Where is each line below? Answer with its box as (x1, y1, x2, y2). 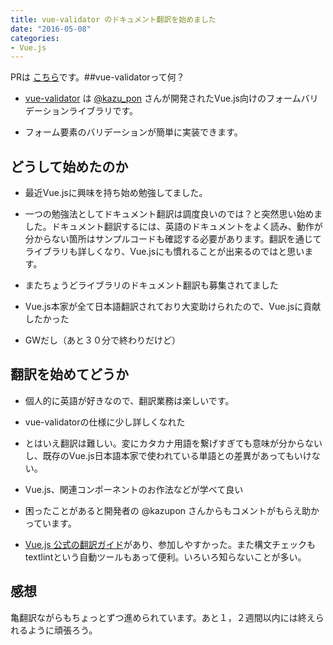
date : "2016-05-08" (10, 24, 92, 34)
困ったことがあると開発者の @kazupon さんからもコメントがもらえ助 (24, 504, 311, 516)
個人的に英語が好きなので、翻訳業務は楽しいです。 (24, 394, 235, 406)
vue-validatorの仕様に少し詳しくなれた (24, 416, 186, 428)
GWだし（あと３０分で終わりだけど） (24, 334, 182, 346)
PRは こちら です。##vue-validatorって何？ (10, 71, 185, 83)
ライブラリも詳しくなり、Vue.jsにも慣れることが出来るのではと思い (24, 246, 305, 258)
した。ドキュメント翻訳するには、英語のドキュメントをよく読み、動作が (24, 221, 323, 233)
